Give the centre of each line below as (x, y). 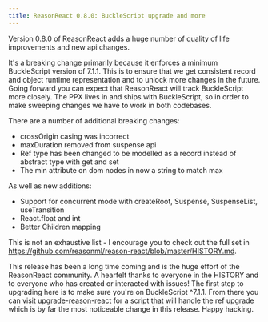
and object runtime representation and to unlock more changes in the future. (134, 79)
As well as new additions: (50, 186)
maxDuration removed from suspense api (88, 144)
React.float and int (50, 218)
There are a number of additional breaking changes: (94, 120)
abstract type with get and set (69, 162)
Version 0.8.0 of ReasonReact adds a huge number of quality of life (119, 38)
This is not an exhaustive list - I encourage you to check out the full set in (129, 242)
